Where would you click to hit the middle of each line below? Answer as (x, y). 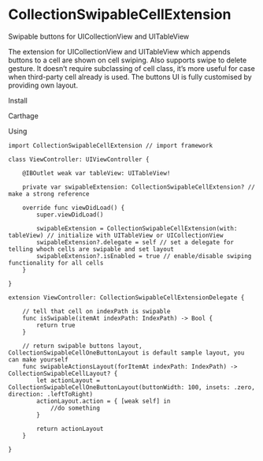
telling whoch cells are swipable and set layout (91, 249)
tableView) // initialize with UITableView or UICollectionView (116, 235)
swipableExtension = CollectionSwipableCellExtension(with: (137, 228)
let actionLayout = (69, 380)
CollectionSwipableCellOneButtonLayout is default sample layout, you (126, 353)
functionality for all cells (56, 263)
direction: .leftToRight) (50, 394)
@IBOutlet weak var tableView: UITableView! (96, 173)
